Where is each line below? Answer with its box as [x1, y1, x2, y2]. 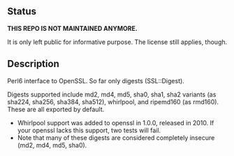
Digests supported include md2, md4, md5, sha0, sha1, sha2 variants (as [7, 90, 217, 99]
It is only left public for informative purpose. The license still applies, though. [7, 38, 228, 46]
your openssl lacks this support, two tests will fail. [17, 126, 161, 134]
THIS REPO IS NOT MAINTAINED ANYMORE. [7, 24, 138, 32]
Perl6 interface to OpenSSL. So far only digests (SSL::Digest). [7, 76, 185, 85]
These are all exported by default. [7, 105, 105, 113]
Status [7, 6, 37, 17]
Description [7, 58, 59, 70]
